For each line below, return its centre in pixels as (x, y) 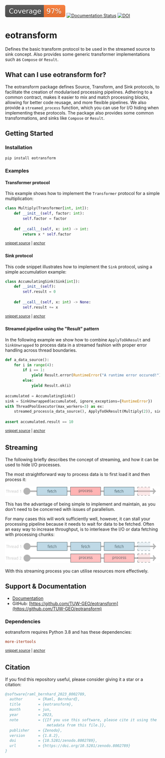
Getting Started (29, 133)
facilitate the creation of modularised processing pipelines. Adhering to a (79, 92)
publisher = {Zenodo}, (36, 730)
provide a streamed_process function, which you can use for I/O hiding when (82, 108)
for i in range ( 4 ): (34, 365)
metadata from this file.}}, (77, 725)
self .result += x (40, 307)
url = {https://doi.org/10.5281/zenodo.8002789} (70, 746)
